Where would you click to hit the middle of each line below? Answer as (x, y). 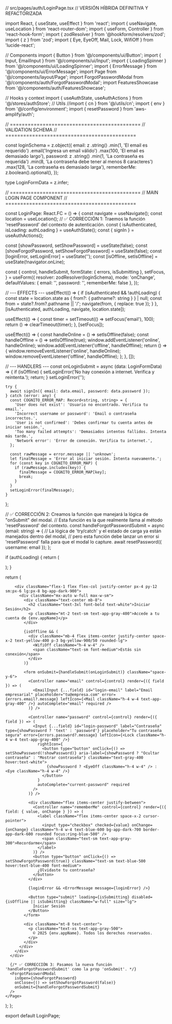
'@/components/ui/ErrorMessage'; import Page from (61, 71)
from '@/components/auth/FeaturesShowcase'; (55, 88)
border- (151, 830)
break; (26, 477)
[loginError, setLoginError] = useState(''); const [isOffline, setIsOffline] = (82, 256)
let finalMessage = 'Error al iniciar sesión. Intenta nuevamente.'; (86, 459)
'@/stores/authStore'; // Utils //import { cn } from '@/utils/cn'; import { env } (85, 103)
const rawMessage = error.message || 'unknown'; (63, 454)
